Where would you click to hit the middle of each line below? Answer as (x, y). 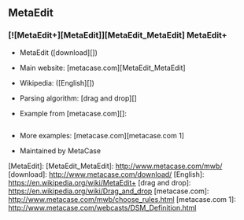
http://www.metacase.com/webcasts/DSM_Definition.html (102, 207)
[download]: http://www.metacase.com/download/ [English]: (106, 174)
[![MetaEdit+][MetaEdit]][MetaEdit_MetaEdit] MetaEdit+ (118, 35)
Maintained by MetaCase (60, 150)
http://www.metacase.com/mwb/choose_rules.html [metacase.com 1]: (122, 199)
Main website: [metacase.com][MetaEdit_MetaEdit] (103, 68)
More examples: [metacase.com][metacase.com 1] (102, 135)
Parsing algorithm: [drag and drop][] (78, 98)
